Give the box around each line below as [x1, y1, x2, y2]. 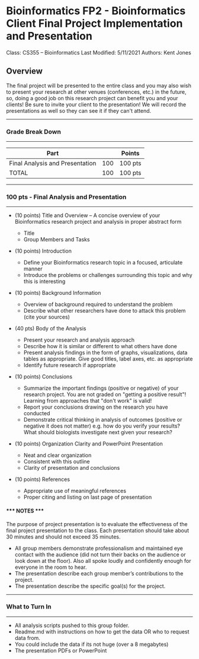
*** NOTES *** [6, 507, 44, 514]
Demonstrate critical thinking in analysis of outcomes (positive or [23, 416, 182, 424]
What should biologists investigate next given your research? [23, 429, 173, 436]
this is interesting [23, 278, 66, 285]
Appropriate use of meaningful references [23, 488, 126, 495]
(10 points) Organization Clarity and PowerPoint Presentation [14, 440, 163, 447]
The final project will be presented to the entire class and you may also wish [6, 82, 191, 89]
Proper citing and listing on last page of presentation [23, 494, 152, 501]
